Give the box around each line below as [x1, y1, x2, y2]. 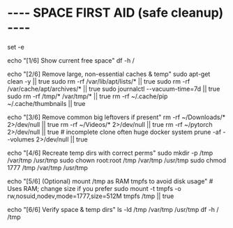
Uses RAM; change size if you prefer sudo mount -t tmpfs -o [7, 184, 181, 192]
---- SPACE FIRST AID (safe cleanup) [7, 5, 224, 21]
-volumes [7, 135, 35, 144]
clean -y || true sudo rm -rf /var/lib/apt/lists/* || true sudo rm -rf [7, 77, 190, 85]
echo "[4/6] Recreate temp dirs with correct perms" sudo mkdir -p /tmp [7, 149, 213, 157]
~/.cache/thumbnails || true [7, 99, 86, 107]
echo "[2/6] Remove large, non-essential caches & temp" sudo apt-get [7, 70, 211, 78]
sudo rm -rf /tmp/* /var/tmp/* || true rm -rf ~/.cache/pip [7, 92, 168, 100]
